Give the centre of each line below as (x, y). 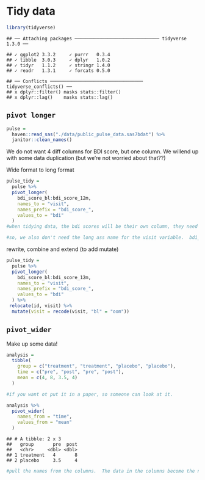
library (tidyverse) (31, 27)
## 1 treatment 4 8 (42, 455)
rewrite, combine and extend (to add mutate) (63, 249)
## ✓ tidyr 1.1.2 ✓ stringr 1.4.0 (59, 65)
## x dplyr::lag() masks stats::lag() (60, 97)
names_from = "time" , (45, 416)
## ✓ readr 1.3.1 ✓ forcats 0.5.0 (59, 71)
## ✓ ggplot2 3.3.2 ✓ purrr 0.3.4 (59, 54)
